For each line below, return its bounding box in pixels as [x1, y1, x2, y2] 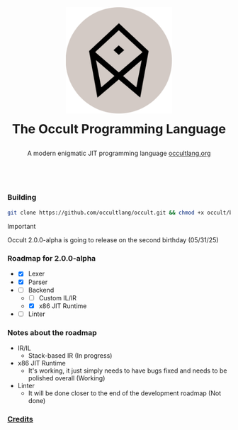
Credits [7, 414, 33, 424]
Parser [28, 278, 48, 286]
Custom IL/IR [38, 293, 76, 302]
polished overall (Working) [28, 374, 106, 383]
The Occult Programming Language [11, 121, 227, 137]
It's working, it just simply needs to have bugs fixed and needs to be [28, 366, 227, 375]
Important [7, 222, 36, 231]
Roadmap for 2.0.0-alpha [7, 254, 96, 264]
